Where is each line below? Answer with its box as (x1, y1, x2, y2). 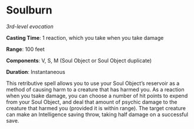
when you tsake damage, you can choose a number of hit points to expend (6, 92, 188, 99)
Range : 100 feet (6, 45, 45, 53)
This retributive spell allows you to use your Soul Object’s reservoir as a (6, 80, 180, 87)
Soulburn (6, 4, 52, 17)
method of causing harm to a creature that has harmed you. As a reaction (6, 86, 185, 93)
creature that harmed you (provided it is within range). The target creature (6, 104, 186, 111)
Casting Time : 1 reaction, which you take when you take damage (6, 34, 164, 41)
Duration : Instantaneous (6, 68, 65, 75)
